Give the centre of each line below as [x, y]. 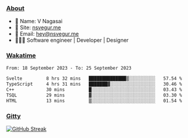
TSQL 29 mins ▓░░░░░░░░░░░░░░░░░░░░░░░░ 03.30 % [94, 95]
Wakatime [21, 56]
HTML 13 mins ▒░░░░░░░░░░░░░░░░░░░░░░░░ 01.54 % [94, 101]
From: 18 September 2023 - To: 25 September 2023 [69, 68]
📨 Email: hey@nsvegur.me [47, 34]
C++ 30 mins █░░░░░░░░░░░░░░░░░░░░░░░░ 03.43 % [94, 90]
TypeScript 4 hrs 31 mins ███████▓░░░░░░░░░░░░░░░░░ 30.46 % [94, 84]
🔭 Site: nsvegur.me [38, 27]
